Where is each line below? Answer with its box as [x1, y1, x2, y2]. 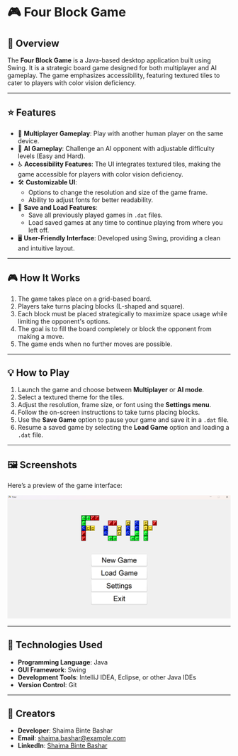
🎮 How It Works [7, 272, 81, 284]
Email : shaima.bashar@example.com [17, 734, 126, 743]
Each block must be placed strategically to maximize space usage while [17, 309, 228, 318]
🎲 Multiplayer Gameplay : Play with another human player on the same [17, 129, 224, 138]
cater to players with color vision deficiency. [7, 79, 137, 87]
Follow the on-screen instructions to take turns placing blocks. [17, 408, 200, 417]
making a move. [17, 332, 64, 340]
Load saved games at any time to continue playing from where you [28, 218, 223, 226]
